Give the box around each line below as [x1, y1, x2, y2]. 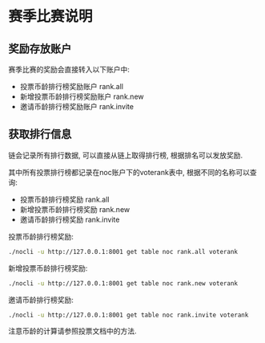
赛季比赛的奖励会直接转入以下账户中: [8, 65, 130, 74]
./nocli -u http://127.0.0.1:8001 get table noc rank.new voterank [8, 279, 239, 288]
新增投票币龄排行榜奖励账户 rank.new [19, 92, 144, 101]
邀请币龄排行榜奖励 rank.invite [19, 214, 120, 224]
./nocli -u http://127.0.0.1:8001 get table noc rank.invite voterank [8, 311, 249, 319]
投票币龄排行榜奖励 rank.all [19, 194, 110, 204]
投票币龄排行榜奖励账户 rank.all [19, 82, 124, 91]
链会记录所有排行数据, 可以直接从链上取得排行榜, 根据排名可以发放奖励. [8, 150, 243, 160]
